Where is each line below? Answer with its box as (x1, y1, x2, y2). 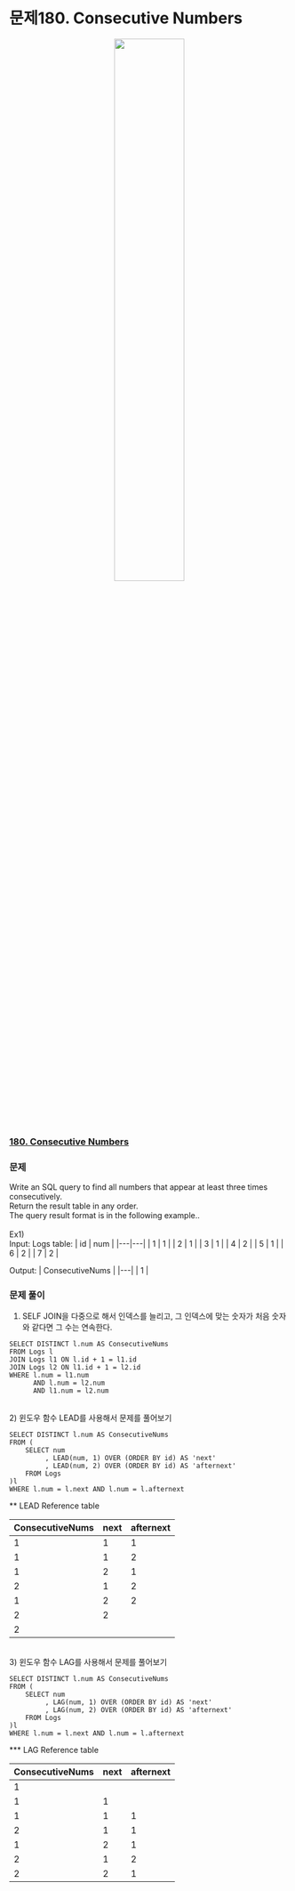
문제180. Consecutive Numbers (9, 8, 243, 28)
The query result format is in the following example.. (9, 1210, 200, 1221)
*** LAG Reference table (9, 1745, 100, 1756)
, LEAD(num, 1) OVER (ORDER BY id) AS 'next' (44, 1454, 217, 1463)
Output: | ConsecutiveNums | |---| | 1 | (9, 1265, 149, 1276)
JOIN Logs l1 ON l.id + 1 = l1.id (9, 1355, 138, 1364)
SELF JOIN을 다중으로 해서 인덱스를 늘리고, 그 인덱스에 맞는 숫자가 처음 (21, 1311, 270, 1321)
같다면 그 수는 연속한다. (31, 1322, 113, 1333)
